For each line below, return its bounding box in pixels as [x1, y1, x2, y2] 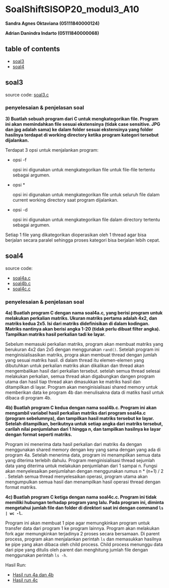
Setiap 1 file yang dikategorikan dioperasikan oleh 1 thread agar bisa [5, 232, 147, 238]
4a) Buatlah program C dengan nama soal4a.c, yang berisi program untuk [5, 309, 163, 315]
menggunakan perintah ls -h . [5, 552, 68, 558]
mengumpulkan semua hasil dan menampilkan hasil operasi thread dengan [5, 479, 161, 485]
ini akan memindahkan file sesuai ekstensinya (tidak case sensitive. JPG [5, 121, 160, 127]
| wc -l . [5, 510, 23, 516]
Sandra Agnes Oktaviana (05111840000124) [5, 20, 100, 26]
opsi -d [12, 206, 28, 213]
